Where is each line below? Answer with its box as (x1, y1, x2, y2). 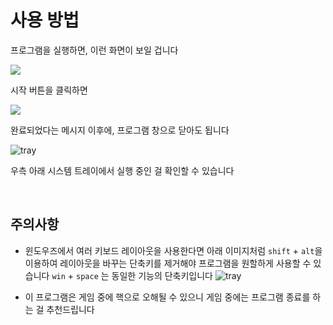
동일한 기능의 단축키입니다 (111, 269, 213, 281)
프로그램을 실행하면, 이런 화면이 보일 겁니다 (10, 44, 179, 56)
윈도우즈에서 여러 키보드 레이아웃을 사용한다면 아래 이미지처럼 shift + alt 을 (24, 244, 323, 256)
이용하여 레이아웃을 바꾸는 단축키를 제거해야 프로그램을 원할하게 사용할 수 (24, 257, 312, 269)
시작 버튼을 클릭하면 (10, 84, 88, 96)
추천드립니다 (46, 303, 95, 315)
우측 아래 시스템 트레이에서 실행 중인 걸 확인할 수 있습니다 (10, 164, 235, 176)
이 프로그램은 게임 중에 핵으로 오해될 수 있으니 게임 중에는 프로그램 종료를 (24, 291, 311, 303)
